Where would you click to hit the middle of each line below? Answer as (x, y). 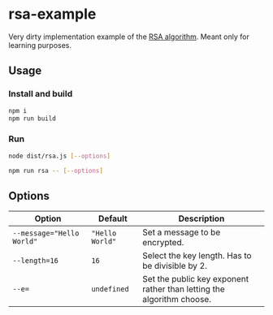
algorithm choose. (176, 300)
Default (113, 218)
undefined (110, 289)
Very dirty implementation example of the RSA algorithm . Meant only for (129, 37)
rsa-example (52, 14)
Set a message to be (181, 232)
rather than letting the (183, 289)
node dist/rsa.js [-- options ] (60, 156)
